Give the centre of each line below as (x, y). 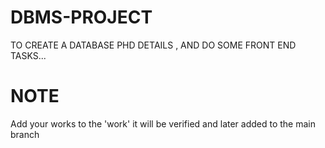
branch (25, 134)
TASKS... (28, 55)
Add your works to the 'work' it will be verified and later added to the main (163, 123)
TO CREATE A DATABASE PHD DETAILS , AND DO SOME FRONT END (153, 45)
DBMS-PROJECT (81, 17)
